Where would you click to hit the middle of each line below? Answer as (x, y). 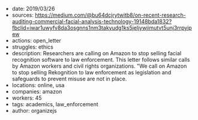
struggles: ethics (33, 47)
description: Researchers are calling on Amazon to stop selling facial (97, 53)
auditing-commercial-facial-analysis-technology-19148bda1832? (92, 21)
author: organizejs (34, 111)
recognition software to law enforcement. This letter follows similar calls (101, 60)
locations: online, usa (38, 85)
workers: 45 (27, 98)
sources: (23, 15)
